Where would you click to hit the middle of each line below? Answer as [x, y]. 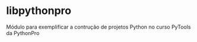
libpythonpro [39, 11]
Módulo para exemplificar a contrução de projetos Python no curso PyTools [99, 27]
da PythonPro [23, 33]
